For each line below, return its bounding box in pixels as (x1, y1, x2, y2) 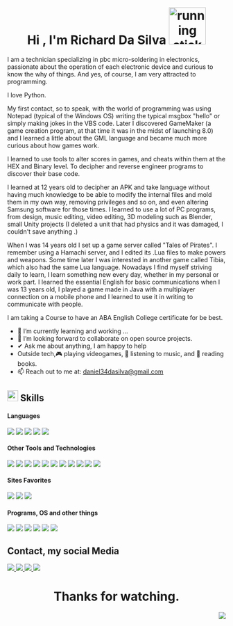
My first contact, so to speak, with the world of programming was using (7, 104, 212, 113)
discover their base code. (7, 169, 80, 177)
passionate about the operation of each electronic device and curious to (7, 63, 214, 71)
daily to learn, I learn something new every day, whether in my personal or (7, 270, 219, 278)
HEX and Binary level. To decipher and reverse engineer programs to (7, 162, 204, 170)
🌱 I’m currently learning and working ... (17, 327, 128, 335)
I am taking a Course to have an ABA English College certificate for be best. (7, 313, 223, 321)
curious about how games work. (7, 141, 99, 150)
